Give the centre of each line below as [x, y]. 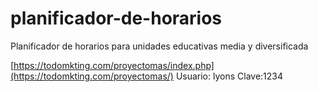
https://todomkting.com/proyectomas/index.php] [114, 65]
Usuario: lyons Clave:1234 [229, 76]
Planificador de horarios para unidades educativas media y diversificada [159, 46]
